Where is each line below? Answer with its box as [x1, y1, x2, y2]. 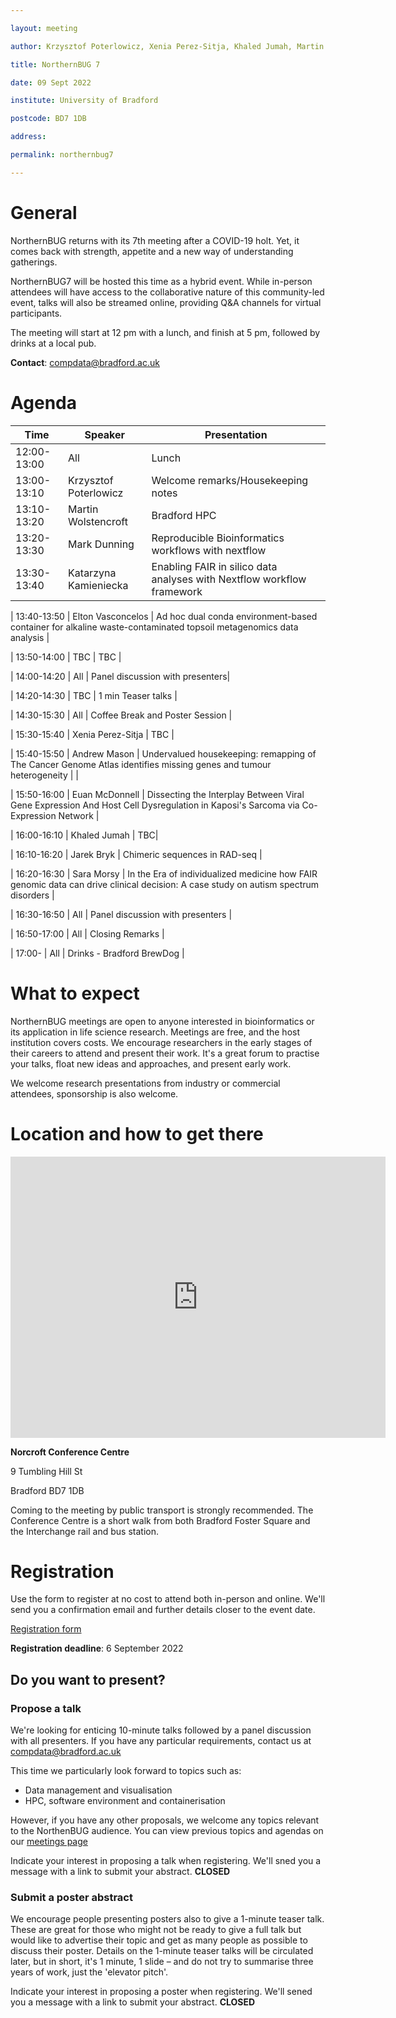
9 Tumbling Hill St [10, 1465, 83, 1477]
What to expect [10, 982, 140, 1005]
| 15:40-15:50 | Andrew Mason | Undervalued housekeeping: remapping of [10, 747, 317, 760]
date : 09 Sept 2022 [10, 77, 92, 88]
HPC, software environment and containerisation [24, 1795, 226, 1807]
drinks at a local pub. [10, 337, 97, 349]
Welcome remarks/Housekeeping [151, 473, 309, 487]
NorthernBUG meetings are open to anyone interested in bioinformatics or [10, 1015, 315, 1027]
